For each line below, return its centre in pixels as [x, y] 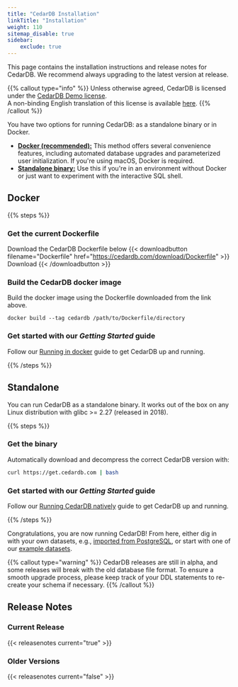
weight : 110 [25, 27]
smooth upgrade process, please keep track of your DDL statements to [111, 577]
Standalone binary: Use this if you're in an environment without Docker [122, 168]
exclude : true [41, 47]
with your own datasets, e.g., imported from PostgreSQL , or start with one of [119, 541]
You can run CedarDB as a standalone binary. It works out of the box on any [118, 404]
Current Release [36, 628]
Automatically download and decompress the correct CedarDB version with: [118, 459]
